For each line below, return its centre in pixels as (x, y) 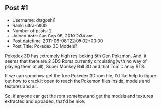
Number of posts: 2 (32, 30)
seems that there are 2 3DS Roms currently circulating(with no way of (76, 61)
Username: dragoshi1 (34, 20)
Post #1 (17, 8)
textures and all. (21, 86)
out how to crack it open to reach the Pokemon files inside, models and (77, 81)
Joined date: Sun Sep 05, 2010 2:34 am (52, 36)
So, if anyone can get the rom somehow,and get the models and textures (79, 96)
